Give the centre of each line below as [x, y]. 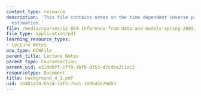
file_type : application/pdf [41, 34]
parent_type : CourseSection [41, 61]
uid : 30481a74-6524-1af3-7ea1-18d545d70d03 [61, 84]
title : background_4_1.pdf [40, 78]
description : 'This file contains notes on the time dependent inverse [97, 17]
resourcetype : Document [36, 73]
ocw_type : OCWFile [29, 51]
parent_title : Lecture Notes [42, 56]
